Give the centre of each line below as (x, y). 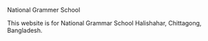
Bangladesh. (25, 30)
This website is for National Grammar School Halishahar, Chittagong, (104, 23)
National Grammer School (44, 10)
